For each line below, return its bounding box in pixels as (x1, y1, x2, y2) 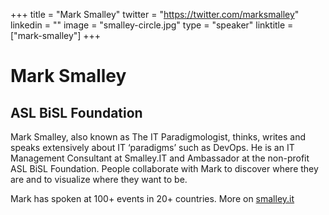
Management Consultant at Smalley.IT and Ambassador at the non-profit (10, 152, 310, 164)
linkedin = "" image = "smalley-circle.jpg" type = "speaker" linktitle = (10, 19, 294, 31)
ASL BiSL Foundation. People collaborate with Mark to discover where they (10, 163, 319, 174)
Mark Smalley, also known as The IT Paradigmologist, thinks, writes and (10, 131, 306, 143)
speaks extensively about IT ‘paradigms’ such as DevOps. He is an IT (10, 142, 295, 153)
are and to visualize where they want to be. (10, 174, 188, 185)
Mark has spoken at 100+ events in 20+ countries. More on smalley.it (10, 193, 295, 204)
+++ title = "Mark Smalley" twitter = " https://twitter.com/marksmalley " (10, 9, 300, 20)
